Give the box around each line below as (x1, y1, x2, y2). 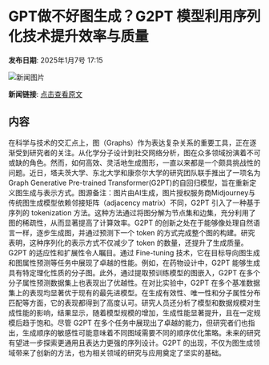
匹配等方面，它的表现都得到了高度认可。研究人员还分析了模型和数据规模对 (8, 298, 254, 307)
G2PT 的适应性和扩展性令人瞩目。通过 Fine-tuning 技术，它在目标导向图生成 (8, 247, 260, 257)
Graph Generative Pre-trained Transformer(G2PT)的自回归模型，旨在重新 (8, 178, 250, 187)
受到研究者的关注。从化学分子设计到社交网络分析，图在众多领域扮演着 (14, 147, 247, 157)
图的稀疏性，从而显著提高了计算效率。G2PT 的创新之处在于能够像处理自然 (8, 218, 254, 227)
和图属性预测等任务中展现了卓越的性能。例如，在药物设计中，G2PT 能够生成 (8, 258, 260, 267)
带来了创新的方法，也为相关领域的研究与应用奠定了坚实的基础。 (14, 347, 226, 357)
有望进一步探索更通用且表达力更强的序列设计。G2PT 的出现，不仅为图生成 (8, 338, 254, 347)
